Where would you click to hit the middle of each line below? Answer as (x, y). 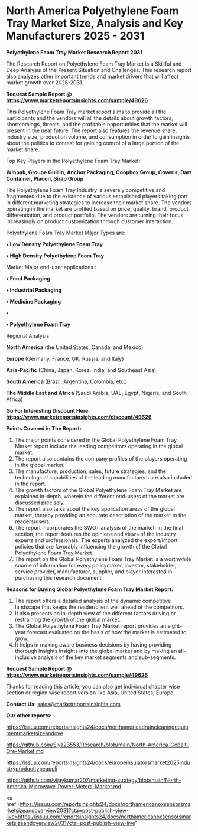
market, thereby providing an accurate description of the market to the (100, 515)
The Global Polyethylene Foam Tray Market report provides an (90, 626)
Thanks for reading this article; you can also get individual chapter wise (93, 686)
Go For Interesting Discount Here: (48, 410)
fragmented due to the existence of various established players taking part (97, 196)
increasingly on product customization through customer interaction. (90, 221)
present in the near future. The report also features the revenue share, (92, 130)
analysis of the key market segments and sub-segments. (107, 657)
